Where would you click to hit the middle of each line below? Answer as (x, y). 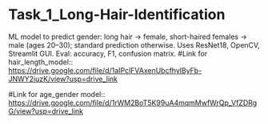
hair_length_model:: (41, 62)
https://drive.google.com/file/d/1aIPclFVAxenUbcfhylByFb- (105, 70)
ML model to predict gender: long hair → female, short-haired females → (128, 37)
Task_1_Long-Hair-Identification (117, 15)
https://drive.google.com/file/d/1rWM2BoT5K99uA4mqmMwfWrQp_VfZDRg (133, 103)
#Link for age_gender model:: (57, 94)
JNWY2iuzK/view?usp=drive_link (63, 79)
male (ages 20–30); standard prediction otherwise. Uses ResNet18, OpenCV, (134, 45)
